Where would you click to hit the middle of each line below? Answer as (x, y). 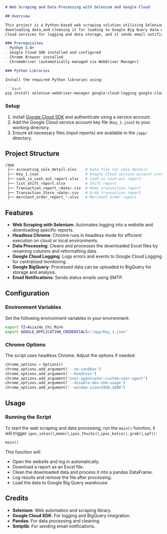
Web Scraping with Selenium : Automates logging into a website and (83, 225)
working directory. (31, 127)
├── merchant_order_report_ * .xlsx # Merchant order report (72, 197)
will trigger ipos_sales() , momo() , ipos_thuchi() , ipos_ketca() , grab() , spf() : (81, 433)
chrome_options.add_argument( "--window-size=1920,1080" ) (65, 387)
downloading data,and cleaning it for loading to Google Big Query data (82, 30)
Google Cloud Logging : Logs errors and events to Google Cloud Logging (87, 256)
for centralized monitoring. (40, 262)
